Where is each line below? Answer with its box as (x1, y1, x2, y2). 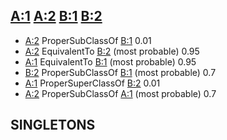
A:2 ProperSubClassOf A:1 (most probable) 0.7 (24, 87, 217, 99)
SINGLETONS (10, 117, 96, 134)
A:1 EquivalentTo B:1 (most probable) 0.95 (24, 55, 197, 68)
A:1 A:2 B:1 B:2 (10, 8, 103, 25)
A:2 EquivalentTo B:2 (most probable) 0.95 (24, 45, 200, 57)
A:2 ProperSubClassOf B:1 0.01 (24, 34, 152, 46)
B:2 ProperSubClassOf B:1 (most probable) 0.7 (24, 66, 217, 78)
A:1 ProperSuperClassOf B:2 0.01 (24, 77, 161, 89)
